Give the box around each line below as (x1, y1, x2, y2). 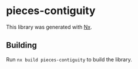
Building (6, 40, 37, 50)
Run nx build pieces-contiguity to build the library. (6, 56, 132, 63)
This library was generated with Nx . (6, 23, 92, 30)
